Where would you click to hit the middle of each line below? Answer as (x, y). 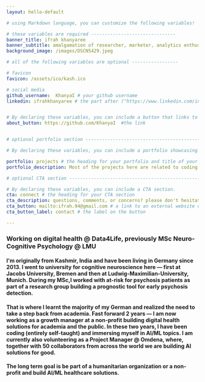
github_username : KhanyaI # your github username (72, 95)
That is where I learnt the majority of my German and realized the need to (101, 307)
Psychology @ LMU (67, 246)
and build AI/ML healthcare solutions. (70, 373)
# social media (26, 90)
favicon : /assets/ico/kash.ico (46, 79)
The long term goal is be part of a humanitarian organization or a (89, 366)
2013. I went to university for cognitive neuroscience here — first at (94, 267)
